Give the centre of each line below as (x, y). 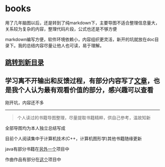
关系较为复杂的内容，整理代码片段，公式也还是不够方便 (61, 29)
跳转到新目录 (25, 63)
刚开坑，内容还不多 (25, 103)
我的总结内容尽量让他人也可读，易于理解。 (61, 45)
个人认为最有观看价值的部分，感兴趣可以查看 (86, 90)
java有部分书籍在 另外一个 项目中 (37, 149)
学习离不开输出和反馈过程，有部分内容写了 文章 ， (79, 81)
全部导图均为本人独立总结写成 (35, 128)
